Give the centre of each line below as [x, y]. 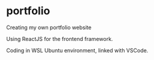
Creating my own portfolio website [49, 27]
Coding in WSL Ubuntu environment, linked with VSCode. [77, 50]
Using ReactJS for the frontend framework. [60, 39]
